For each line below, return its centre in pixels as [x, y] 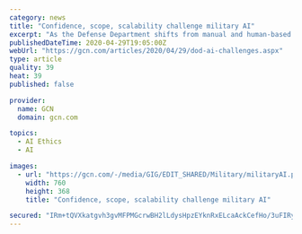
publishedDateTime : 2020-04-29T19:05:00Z [88, 43]
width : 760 [46, 183]
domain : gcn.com [48, 117]
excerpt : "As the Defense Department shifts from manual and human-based [151, 34]
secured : [26, 216]
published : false [42, 84]
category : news [38, 17]
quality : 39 [31, 68]
